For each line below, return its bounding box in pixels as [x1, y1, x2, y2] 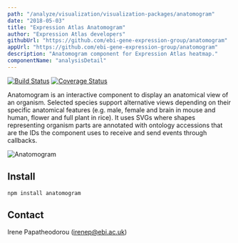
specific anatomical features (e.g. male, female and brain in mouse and [7, 105, 216, 114]
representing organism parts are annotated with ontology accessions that [7, 121, 223, 129]
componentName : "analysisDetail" [7, 57, 107, 64]
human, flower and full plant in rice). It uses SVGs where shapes [7, 113, 196, 121]
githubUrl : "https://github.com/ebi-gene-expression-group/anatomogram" [7, 37, 228, 44]
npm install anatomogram [7, 189, 81, 197]
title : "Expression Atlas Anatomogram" [7, 24, 126, 31]
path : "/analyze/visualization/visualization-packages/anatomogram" [7, 10, 215, 18]
